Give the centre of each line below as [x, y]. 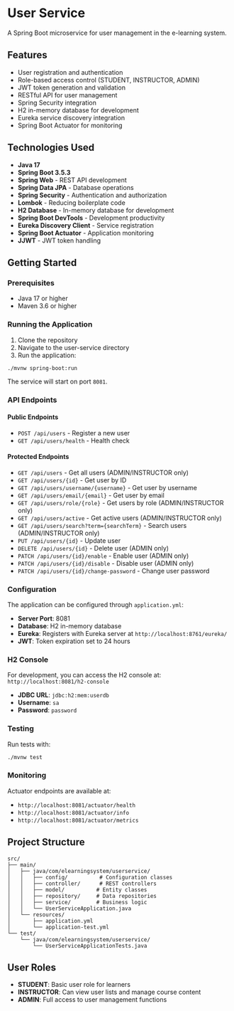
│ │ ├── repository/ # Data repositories [82, 896]
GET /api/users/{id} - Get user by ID [72, 480]
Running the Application [50, 324]
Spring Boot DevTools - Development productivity [91, 218]
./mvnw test [25, 757]
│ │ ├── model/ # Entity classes [77, 890]
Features [27, 55]
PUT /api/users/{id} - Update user [69, 540]
